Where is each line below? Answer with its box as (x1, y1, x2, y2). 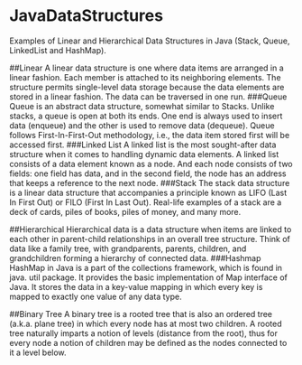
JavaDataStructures (9, 5, 164, 26)
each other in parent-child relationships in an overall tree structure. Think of (9, 233, 290, 244)
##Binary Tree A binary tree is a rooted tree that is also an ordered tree (9, 308, 273, 319)
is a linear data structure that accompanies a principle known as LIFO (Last (9, 187, 288, 198)
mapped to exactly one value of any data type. (9, 291, 182, 302)
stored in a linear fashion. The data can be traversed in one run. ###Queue (9, 91, 288, 102)
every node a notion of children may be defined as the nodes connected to (9, 337, 288, 348)
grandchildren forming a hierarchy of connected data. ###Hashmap (9, 252, 261, 263)
